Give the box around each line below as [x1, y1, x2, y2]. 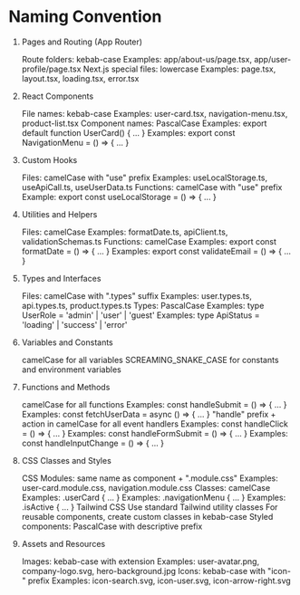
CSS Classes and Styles [21, 455, 112, 465]
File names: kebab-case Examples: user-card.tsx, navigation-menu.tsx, [21, 108, 288, 119]
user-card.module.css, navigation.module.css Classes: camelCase [21, 482, 271, 493]
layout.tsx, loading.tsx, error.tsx [21, 72, 140, 83]
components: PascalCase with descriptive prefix [21, 521, 203, 532]
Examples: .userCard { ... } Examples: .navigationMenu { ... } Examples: [21, 492, 286, 503]
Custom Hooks [21, 154, 78, 165]
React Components [21, 91, 94, 101]
